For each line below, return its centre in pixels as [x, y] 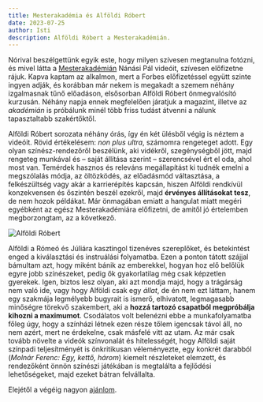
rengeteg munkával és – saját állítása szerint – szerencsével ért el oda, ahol [130, 160]
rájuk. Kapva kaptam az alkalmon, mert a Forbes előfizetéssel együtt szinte [130, 77]
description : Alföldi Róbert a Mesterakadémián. [89, 38]
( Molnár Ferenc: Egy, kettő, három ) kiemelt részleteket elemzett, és [117, 358]
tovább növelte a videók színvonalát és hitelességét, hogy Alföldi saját [122, 341]
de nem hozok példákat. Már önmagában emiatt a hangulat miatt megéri [125, 201]
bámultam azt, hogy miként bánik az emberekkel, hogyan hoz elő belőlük [126, 265]
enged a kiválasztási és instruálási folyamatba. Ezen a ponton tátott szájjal [128, 257]
